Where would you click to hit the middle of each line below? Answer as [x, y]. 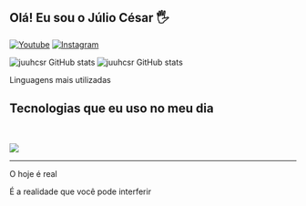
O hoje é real [33, 173]
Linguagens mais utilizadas [60, 79]
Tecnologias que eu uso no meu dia [112, 109]
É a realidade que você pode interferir [81, 191]
